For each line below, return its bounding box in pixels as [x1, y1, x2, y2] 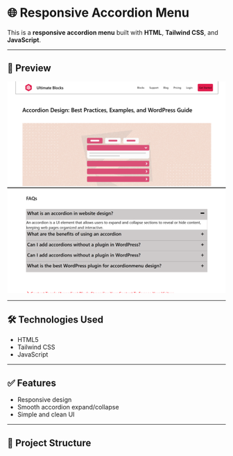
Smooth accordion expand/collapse [17, 403, 119, 412]
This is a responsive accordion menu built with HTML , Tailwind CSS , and [7, 28, 218, 36]
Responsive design [17, 396, 72, 404]
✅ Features [7, 377, 57, 389]
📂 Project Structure [7, 437, 92, 449]
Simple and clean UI [17, 410, 75, 418]
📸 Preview [7, 63, 51, 74]
